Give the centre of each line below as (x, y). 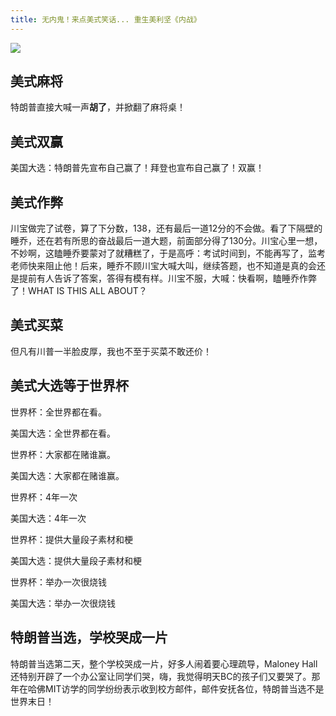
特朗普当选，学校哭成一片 (89, 637)
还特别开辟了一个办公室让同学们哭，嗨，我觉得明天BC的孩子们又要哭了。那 (165, 676)
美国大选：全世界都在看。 (63, 433)
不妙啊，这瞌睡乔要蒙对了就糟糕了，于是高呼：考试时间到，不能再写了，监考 (168, 253)
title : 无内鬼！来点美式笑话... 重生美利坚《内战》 (106, 19)
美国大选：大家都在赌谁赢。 (67, 475)
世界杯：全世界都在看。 (58, 412)
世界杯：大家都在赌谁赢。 (63, 454)
